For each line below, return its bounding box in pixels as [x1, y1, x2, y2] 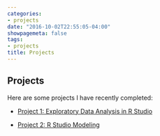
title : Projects [7, 50, 54, 56]
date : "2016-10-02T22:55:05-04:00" [7, 23, 111, 30]
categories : [7, 10, 42, 17]
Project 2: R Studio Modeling [17, 120, 100, 129]
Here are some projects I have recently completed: [7, 93, 153, 102]
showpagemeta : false [7, 29, 68, 37]
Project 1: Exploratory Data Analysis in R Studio [17, 107, 152, 115]
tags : [7, 36, 23, 43]
